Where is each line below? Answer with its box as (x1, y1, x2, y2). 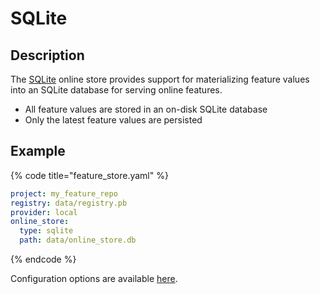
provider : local (10, 207, 78, 217)
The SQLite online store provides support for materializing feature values (10, 73, 310, 85)
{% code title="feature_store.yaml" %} (10, 169, 169, 181)
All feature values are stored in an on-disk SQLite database (24, 103, 268, 115)
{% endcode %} (10, 253, 77, 266)
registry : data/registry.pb (10, 198, 128, 208)
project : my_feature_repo (10, 188, 118, 199)
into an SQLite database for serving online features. (10, 84, 223, 96)
